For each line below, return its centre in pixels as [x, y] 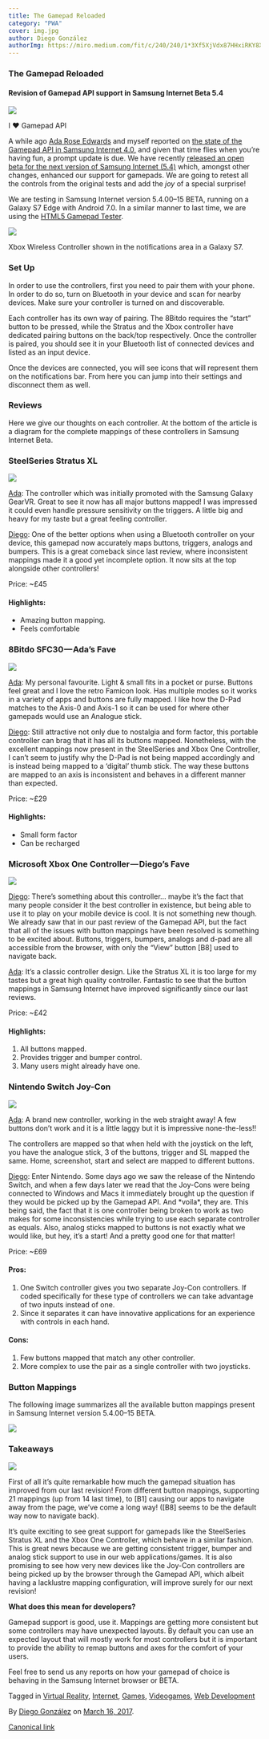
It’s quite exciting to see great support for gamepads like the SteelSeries [127, 1531]
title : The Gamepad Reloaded [57, 16]
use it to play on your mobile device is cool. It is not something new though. [133, 914]
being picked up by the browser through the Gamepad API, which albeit [126, 1574]
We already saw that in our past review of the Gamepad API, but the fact [127, 922]
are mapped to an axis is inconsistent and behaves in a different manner [127, 774]
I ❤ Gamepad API [38, 126]
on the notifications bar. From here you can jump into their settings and [125, 376]
